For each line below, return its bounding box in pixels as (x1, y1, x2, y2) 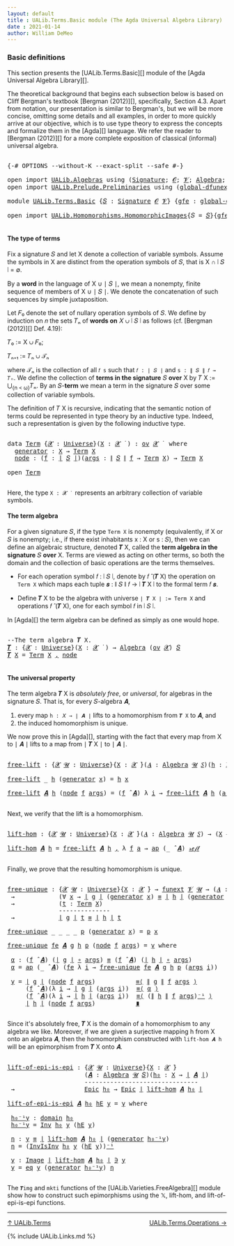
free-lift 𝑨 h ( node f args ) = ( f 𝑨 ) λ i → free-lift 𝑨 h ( (7, 789, 223, 797)
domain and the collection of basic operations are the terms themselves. (7, 558, 215, 567)
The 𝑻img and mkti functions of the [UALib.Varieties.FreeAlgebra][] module (7, 1183, 221, 1192)
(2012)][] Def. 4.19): (7, 324, 63, 332)
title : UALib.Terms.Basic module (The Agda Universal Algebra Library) (7, 17, 223, 24)
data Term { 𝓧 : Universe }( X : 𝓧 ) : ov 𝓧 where (7, 440, 188, 447)
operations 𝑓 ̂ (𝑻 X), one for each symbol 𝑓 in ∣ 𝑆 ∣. (17, 601, 156, 610)
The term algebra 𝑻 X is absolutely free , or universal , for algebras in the (7, 689, 212, 698)
